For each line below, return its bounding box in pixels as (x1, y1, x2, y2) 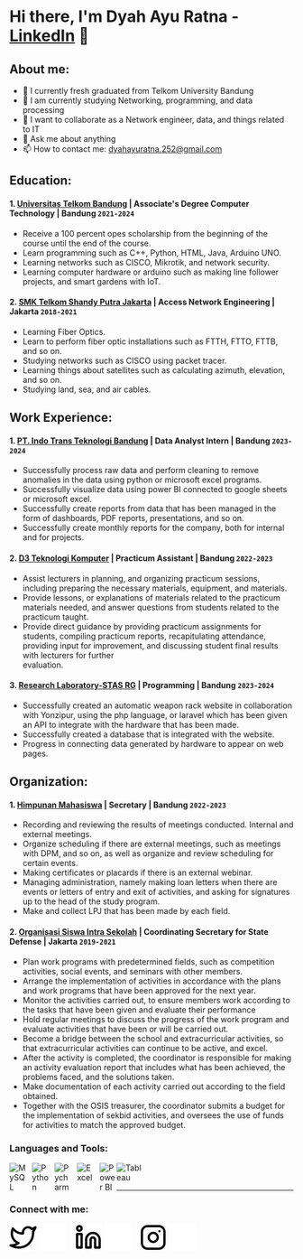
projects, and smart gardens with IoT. (22, 275, 161, 286)
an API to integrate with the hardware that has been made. (22, 719, 239, 730)
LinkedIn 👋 (9, 25, 90, 46)
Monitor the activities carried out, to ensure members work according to (22, 994, 290, 1005)
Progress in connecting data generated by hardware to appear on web (22, 738, 284, 749)
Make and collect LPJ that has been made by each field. (22, 906, 231, 917)
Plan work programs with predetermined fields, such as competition (22, 956, 275, 967)
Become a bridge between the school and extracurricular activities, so (22, 1032, 284, 1044)
